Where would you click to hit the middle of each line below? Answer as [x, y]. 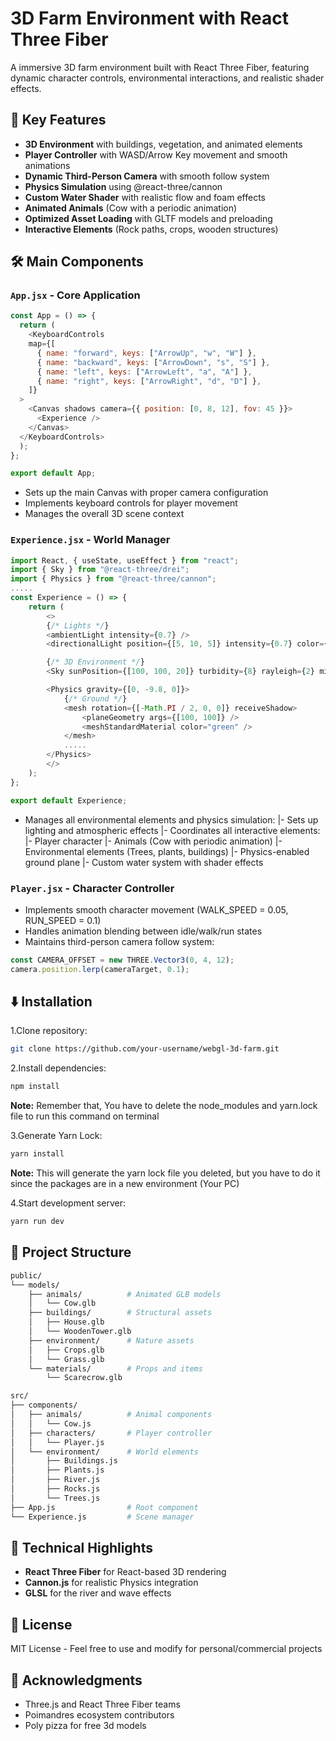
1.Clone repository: [49, 1031]
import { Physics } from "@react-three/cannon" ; [113, 579]
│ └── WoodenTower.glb [80, 1332]
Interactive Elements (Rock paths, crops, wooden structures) [151, 229]
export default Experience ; [69, 800]
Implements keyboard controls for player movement [131, 503]
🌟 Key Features [58, 120]
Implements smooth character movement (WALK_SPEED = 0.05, [156, 909]
